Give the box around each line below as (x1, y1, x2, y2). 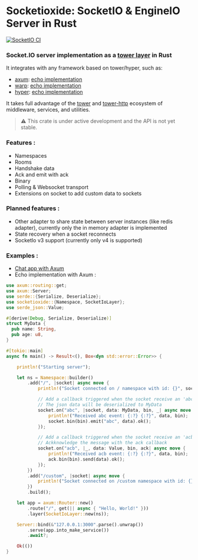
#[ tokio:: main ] (6, 347, 44, 354)
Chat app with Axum (14, 265, 65, 272)
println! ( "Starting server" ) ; (16, 364, 91, 370)
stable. (20, 124, 37, 131)
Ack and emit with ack (14, 171, 69, 178)
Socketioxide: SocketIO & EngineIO (6, 4, 181, 18)
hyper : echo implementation (14, 89, 84, 96)
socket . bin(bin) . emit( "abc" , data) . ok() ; (48, 418, 151, 424)
